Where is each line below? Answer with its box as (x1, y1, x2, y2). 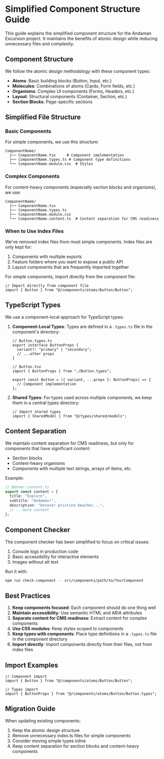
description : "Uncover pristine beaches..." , (9, 503, 105, 508)
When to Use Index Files (5, 228, 64, 234)
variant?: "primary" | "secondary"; (17, 347, 92, 352)
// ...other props (17, 351, 55, 356)
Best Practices (5, 591, 51, 600)
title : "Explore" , (9, 493, 48, 499)
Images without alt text (12, 559, 59, 565)
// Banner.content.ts (5, 485, 50, 490)
